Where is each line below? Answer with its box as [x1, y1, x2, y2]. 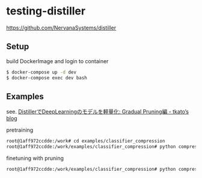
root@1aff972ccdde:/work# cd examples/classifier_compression [6, 138, 165, 144]
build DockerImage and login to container [6, 57, 109, 64]
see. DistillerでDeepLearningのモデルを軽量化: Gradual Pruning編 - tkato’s [6, 108, 189, 115]
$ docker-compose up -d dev [6, 69, 77, 75]
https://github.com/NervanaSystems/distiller [6, 24, 117, 31]
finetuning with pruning [6, 155, 64, 162]
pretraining [6, 126, 34, 133]
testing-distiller [6, 4, 86, 18]
